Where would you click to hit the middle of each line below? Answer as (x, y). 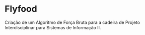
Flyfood (21, 9)
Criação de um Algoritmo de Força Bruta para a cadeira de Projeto (72, 22)
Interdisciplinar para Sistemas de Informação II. (53, 27)
